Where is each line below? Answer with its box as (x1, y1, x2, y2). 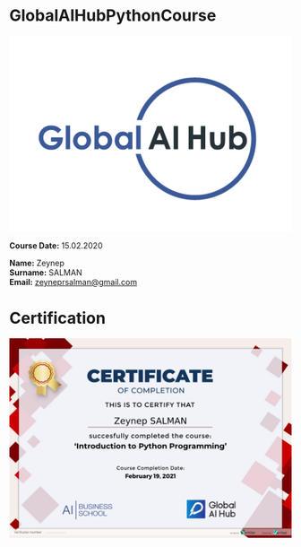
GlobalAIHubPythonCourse (9, 5, 217, 26)
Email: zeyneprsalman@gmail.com (9, 276, 137, 287)
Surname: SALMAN (9, 266, 82, 278)
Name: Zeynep (9, 257, 65, 268)
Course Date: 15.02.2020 (9, 239, 103, 251)
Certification (9, 308, 106, 328)
